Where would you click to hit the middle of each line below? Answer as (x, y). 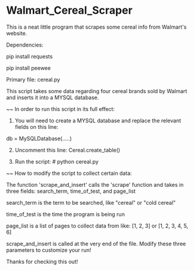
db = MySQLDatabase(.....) (39, 138)
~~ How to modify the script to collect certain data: (69, 173)
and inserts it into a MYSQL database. (53, 97)
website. (17, 33)
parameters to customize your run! (49, 250)
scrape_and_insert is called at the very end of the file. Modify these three (96, 244)
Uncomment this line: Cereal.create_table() (67, 150)
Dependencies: (25, 45)
